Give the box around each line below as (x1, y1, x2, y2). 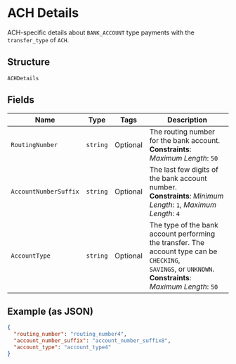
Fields (7, 94, 35, 106)
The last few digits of (149, 164, 219, 174)
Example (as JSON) (7, 305, 93, 318)
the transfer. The (149, 237, 205, 247)
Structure (7, 56, 51, 68)
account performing (149, 229, 216, 239)
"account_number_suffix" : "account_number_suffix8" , (13, 337, 171, 344)
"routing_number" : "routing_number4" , (13, 331, 128, 338)
